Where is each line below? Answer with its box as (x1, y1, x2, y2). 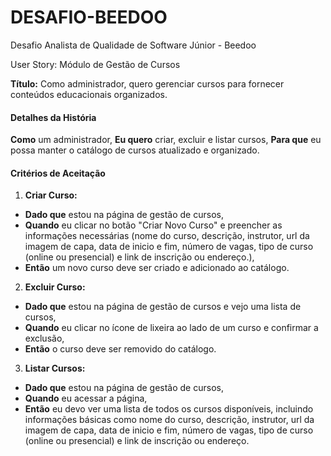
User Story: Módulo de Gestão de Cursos (10, 58, 181, 70)
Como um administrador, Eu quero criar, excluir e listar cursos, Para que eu (10, 134, 322, 146)
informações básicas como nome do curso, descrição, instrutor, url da (24, 414, 315, 426)
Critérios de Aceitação (10, 167, 106, 179)
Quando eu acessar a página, (24, 392, 148, 405)
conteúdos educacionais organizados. (10, 88, 168, 100)
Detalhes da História (10, 111, 97, 123)
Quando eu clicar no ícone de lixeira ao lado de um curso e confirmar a (24, 322, 319, 334)
